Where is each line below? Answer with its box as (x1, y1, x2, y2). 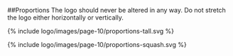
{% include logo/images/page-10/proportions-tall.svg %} (7, 27, 174, 35)
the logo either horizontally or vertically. (7, 13, 124, 22)
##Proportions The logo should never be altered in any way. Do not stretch (7, 6, 226, 14)
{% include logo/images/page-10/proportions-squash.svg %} (7, 41, 187, 48)
